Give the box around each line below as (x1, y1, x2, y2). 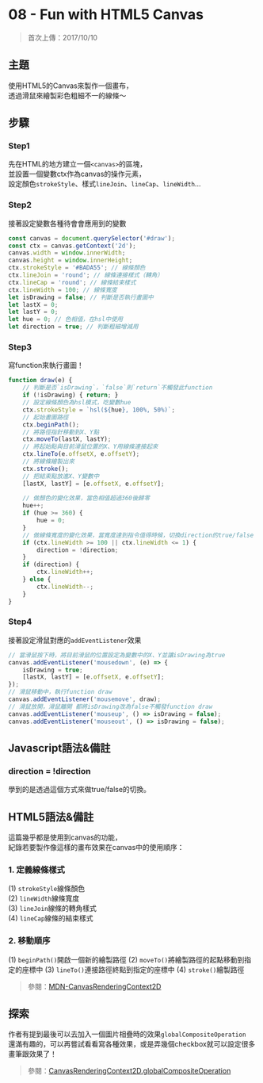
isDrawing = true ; (22, 666, 83, 674)
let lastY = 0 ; (8, 308, 59, 316)
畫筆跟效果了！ (8, 1049, 57, 1059)
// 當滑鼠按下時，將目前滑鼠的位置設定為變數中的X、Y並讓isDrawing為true (8, 651, 226, 659)
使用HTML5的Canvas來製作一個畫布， (8, 81, 133, 90)
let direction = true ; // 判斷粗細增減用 (8, 323, 139, 331)
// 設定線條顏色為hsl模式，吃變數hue (22, 399, 131, 407)
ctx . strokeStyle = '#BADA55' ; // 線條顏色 (8, 264, 146, 272)
